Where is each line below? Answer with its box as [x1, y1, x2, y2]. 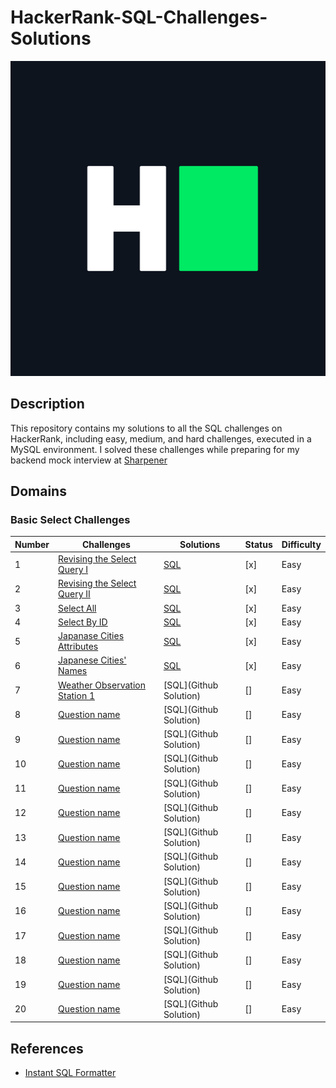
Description [10, 396, 85, 413]
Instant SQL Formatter [24, 1067, 117, 1079]
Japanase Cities [58, 630, 125, 642]
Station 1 [58, 689, 95, 701]
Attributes [58, 641, 99, 653]
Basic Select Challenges [10, 513, 131, 527]
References [10, 1040, 84, 1057]
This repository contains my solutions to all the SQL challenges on [10, 422, 283, 434]
